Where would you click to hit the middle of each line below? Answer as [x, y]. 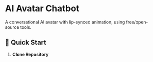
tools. [26, 27]
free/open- [137, 22]
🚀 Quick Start [26, 43]
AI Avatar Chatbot [42, 9]
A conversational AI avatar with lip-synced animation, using [65, 22]
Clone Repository [30, 54]
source [12, 27]
